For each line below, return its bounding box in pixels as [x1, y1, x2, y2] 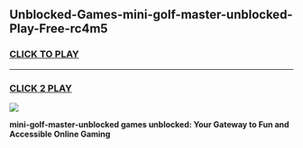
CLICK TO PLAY [9, 48, 79, 61]
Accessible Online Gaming [9, 128, 111, 139]
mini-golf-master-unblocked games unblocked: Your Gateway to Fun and [9, 118, 290, 129]
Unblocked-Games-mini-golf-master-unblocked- [9, 7, 293, 22]
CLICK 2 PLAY [9, 82, 72, 94]
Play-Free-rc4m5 [9, 22, 108, 37]
